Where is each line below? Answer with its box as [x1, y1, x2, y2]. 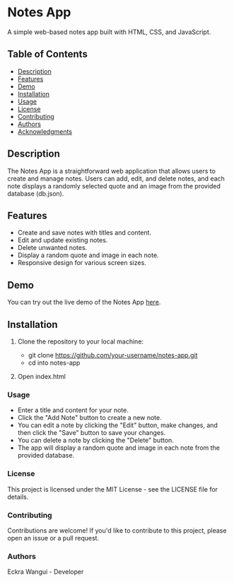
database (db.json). [7, 189, 64, 198]
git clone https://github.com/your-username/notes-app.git [28, 351, 198, 359]
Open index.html [17, 373, 66, 380]
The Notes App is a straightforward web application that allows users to [7, 166, 216, 175]
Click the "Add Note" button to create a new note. [17, 414, 163, 422]
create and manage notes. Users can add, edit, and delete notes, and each [7, 174, 225, 183]
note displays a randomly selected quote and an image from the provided [7, 181, 221, 190]
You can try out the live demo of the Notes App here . [7, 298, 161, 307]
